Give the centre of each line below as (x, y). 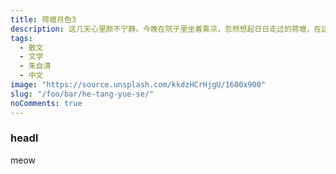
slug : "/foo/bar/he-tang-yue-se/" (82, 94)
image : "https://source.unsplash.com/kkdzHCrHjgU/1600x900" (138, 85)
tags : (21, 38)
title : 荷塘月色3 (43, 19)
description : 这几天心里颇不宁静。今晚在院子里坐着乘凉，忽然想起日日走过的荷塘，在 (166, 29)
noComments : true (46, 103)
